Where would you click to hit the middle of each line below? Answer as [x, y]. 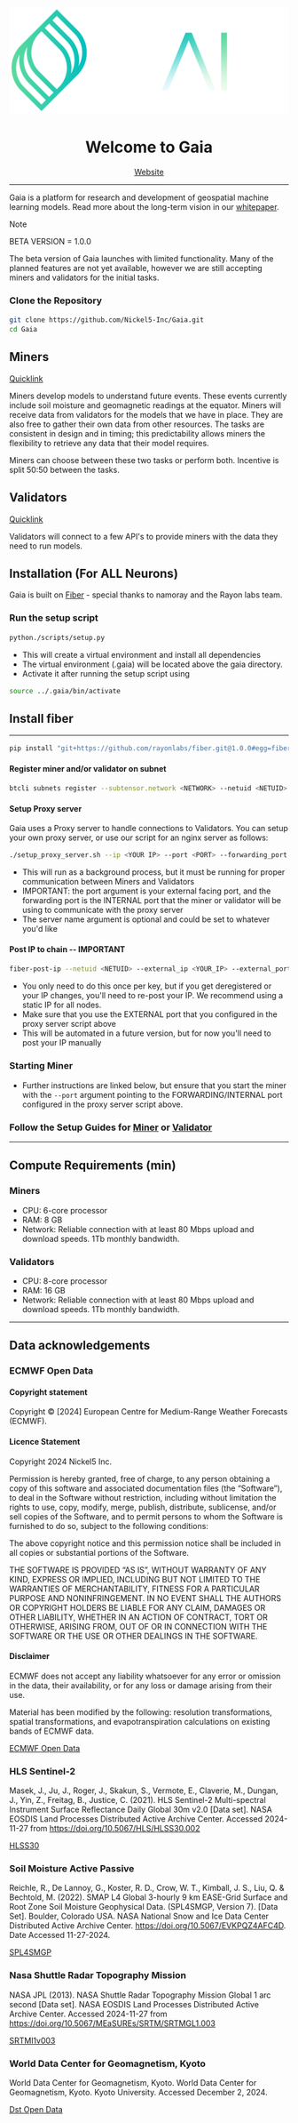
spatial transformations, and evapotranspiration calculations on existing [140, 1721]
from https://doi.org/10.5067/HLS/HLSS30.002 [115, 1829]
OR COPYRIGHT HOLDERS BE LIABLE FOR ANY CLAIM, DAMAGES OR [137, 1607]
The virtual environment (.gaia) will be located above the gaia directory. [153, 664]
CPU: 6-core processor [65, 1210]
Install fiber [41, 718]
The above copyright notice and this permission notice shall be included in [145, 1543]
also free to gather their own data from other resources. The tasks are [137, 424]
